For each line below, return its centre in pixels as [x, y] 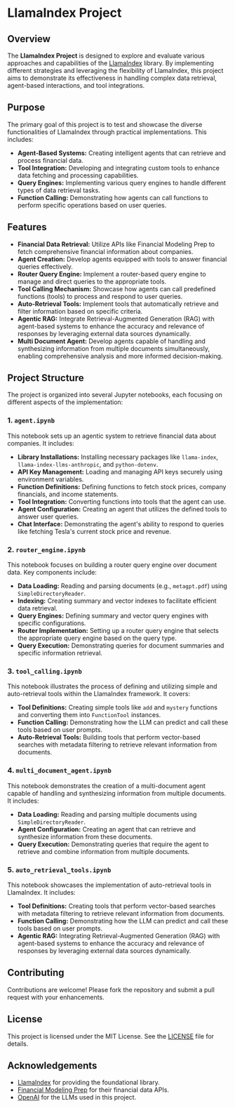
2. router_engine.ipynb [47, 549]
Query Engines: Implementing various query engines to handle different [122, 182]
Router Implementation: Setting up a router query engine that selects [118, 631]
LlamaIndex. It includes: [41, 892]
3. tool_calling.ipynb [45, 671]
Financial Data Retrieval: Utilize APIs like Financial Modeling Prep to [116, 244]
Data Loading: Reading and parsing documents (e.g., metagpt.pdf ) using [122, 586]
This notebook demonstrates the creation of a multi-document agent [106, 786]
